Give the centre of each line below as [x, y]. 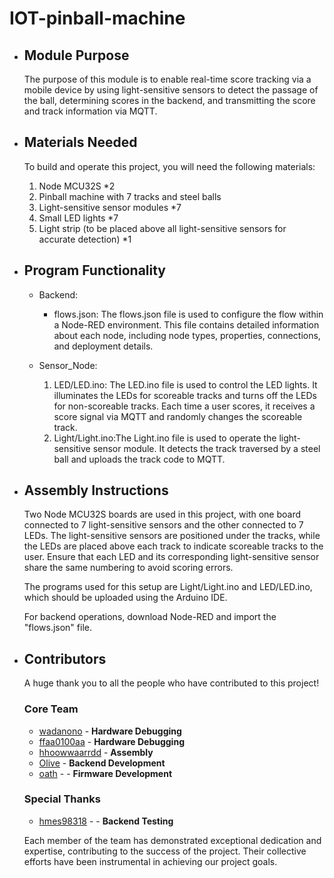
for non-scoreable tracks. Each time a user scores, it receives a [184, 406]
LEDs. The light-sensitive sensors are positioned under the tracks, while [172, 536]
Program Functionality [95, 270]
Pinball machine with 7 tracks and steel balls [130, 196]
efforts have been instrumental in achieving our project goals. [150, 861]
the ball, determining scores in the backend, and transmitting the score [169, 100]
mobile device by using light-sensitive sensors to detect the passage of [171, 90]
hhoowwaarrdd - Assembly [96, 752]
